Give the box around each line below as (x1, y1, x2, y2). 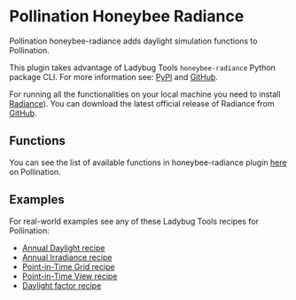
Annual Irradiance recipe (21, 251, 113, 263)
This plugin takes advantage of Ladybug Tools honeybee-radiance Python (9, 62, 277, 73)
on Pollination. (9, 166, 61, 177)
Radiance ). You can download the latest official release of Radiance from (9, 98, 275, 108)
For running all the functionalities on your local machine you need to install (9, 89, 281, 99)
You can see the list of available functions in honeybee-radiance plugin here (9, 157, 287, 168)
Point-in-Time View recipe (21, 271, 118, 281)
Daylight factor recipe (21, 280, 102, 290)
